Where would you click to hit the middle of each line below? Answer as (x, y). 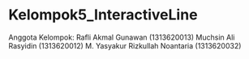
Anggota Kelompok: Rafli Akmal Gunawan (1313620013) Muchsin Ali (122, 37)
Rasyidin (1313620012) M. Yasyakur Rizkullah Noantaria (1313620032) (125, 45)
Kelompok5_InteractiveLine (103, 15)
